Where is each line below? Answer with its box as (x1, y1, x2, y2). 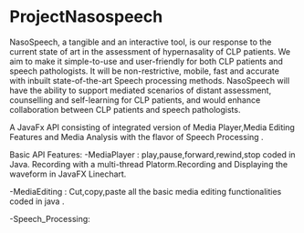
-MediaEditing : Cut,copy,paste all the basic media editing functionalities (9, 186, 282, 197)
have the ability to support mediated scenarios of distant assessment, (9, 85, 272, 96)
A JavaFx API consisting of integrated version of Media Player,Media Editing (9, 121, 295, 133)
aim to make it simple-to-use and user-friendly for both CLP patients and (9, 56, 283, 66)
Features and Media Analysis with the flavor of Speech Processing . (9, 131, 264, 142)
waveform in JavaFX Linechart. (9, 168, 127, 179)
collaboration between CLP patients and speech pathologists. (9, 104, 241, 115)
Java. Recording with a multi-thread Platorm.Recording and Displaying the (9, 158, 288, 169)
